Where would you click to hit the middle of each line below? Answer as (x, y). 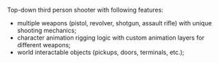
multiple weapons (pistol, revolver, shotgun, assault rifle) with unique (114, 23)
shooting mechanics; (47, 30)
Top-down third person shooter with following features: (85, 10)
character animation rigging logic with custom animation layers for (111, 38)
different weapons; (44, 45)
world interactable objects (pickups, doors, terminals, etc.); (101, 52)
